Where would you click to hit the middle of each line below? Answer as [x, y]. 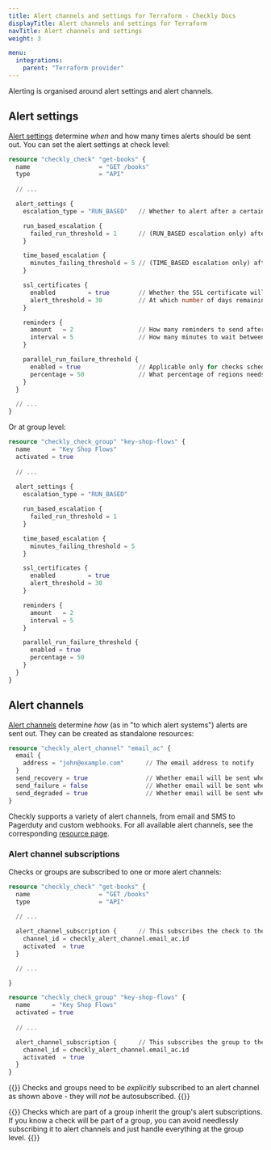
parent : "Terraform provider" [74, 68]
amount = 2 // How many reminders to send [136, 330]
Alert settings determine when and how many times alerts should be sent [130, 136]
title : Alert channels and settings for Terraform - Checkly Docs [122, 16]
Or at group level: [37, 427]
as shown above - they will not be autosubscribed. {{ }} [99, 1097]
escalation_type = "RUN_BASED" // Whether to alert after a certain [144, 211]
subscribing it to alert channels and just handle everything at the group [126, 1129]
